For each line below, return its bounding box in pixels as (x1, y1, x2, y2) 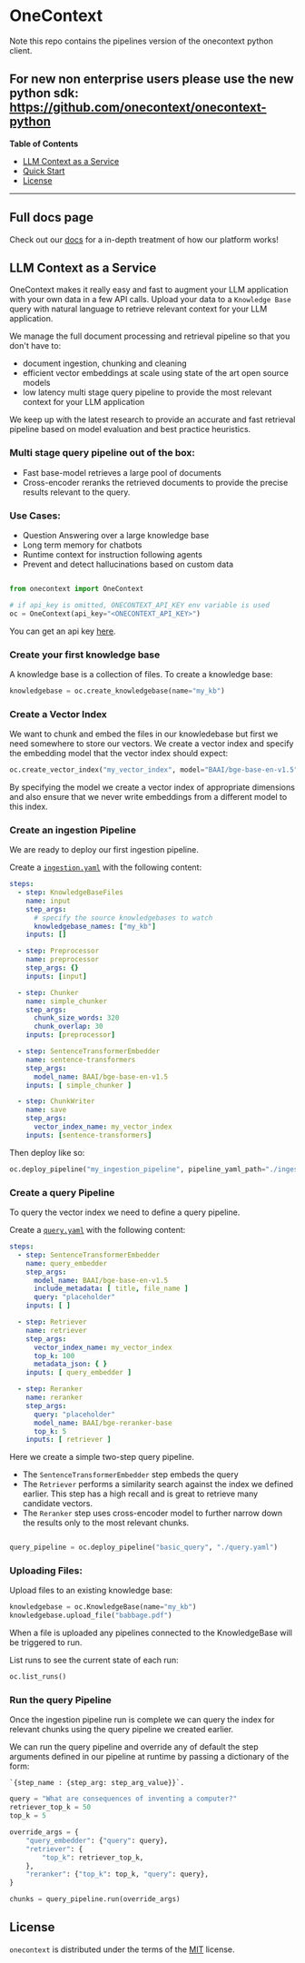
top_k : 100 (33, 1351, 75, 1360)
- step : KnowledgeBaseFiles (17, 888, 124, 897)
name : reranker (25, 1393, 84, 1403)
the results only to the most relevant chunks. (22, 1517, 190, 1528)
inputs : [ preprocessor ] (25, 1031, 116, 1040)
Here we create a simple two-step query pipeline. (9, 1452, 195, 1463)
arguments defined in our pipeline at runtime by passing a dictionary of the (9, 1751, 290, 1762)
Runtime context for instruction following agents (22, 548, 202, 559)
